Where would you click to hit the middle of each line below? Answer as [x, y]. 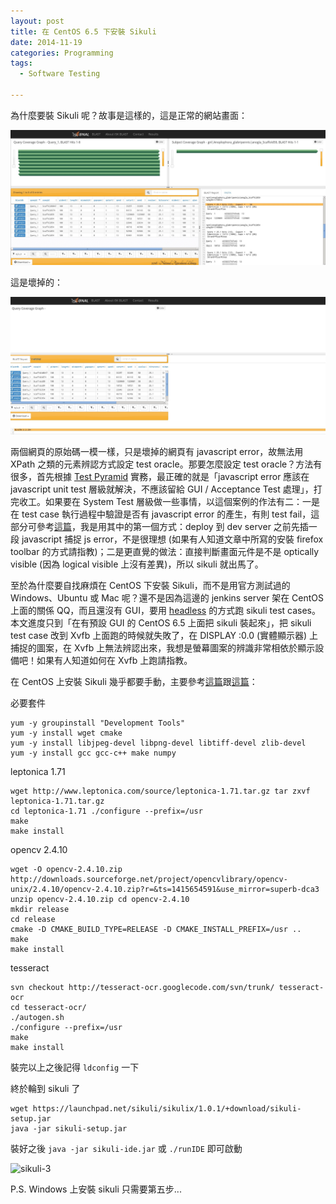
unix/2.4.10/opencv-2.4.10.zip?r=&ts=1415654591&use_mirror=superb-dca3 [165, 890]
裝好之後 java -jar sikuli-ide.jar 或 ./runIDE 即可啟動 [126, 1149]
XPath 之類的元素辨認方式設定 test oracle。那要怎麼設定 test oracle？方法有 [166, 464]
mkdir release [40, 910]
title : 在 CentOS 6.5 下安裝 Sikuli [83, 31]
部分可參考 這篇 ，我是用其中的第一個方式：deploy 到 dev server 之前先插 [159, 527]
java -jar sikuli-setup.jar [69, 1129]
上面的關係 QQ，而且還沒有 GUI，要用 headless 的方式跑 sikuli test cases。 [165, 611]
